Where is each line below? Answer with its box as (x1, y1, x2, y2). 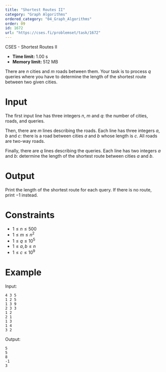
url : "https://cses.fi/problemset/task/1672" (5, 30, 101, 35)
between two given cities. (5, 79, 58, 85)
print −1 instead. (5, 192, 38, 198)
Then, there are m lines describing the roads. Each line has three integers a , (5, 127, 160, 133)
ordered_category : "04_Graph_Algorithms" (5, 16, 92, 21)
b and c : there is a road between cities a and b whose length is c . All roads (5, 132, 158, 139)
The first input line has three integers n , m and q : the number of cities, (5, 113, 148, 119)
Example (5, 266, 42, 278)
